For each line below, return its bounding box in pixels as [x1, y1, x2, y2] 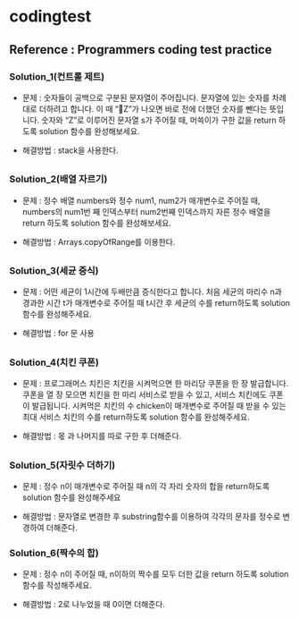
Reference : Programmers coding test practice [9, 42, 272, 57]
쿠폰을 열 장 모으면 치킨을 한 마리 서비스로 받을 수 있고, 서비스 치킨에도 [21, 389, 268, 400]
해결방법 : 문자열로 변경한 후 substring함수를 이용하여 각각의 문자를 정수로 [21, 511, 281, 521]
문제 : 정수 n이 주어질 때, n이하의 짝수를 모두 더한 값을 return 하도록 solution [21, 569, 289, 580]
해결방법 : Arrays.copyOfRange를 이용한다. [21, 236, 176, 247]
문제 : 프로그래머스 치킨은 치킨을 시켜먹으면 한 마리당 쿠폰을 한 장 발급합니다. [21, 378, 289, 389]
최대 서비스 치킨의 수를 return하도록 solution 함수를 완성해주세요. [21, 411, 250, 422]
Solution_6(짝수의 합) [9, 546, 100, 559]
